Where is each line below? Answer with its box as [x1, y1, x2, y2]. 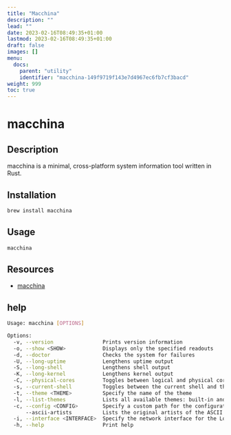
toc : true [7, 87, 36, 93]
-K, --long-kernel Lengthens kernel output [13, 370, 174, 378]
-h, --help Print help [13, 422, 134, 429]
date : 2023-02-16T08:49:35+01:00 [7, 29, 103, 36]
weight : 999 [7, 80, 41, 87]
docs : [13, 61, 30, 68]
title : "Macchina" [7, 10, 60, 17]
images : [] [7, 49, 38, 56]
